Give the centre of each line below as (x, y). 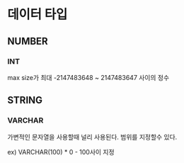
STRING (25, 100)
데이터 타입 (38, 15)
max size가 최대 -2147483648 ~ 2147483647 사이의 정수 (88, 77)
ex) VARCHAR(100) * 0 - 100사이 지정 (61, 152)
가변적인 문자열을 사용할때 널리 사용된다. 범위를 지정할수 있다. (92, 137)
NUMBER (28, 41)
